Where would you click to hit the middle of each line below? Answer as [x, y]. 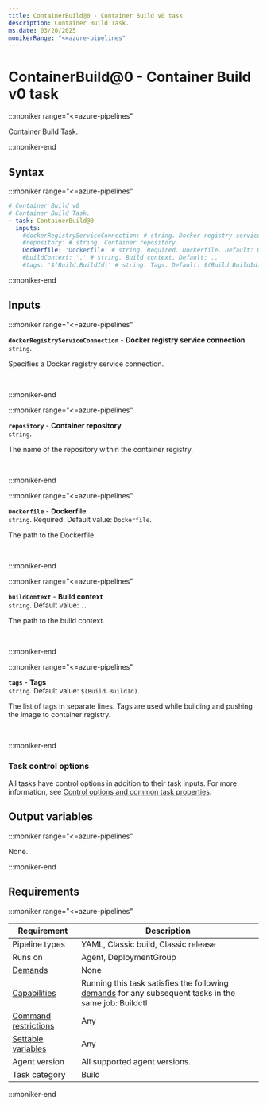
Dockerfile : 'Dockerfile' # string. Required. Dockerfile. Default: [138, 250]
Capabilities [34, 993]
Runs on [27, 957]
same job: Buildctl [114, 1002]
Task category [39, 1074]
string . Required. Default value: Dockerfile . [80, 519]
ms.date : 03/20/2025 [43, 30]
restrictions [33, 1025]
